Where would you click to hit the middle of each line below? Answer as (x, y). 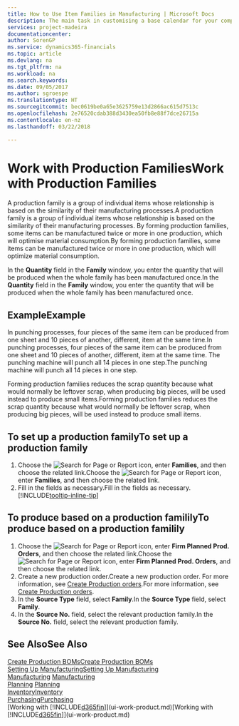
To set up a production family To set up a (98, 437)
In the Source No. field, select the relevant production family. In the (115, 614)
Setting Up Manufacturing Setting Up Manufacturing (83, 669)
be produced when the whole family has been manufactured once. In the (113, 277)
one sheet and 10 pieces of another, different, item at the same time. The (114, 355)
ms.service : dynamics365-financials (62, 47)
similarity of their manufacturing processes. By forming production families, (118, 226)
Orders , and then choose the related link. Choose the (95, 553)
